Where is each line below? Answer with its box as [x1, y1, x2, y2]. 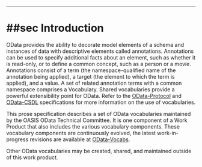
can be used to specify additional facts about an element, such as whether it [6, 53, 196, 61]
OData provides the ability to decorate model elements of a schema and [6, 41, 185, 48]
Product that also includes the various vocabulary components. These [6, 123, 180, 130]
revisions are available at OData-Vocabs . [29, 136, 130, 143]
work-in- [157, 129, 179, 136]
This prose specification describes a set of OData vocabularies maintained [6, 110, 191, 117]
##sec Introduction [6, 22, 104, 35]
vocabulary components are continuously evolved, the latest [6, 129, 156, 136]
